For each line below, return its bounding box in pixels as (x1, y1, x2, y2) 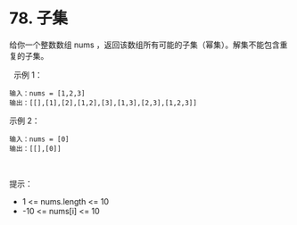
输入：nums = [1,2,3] (9, 88, 86, 98)
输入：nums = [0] (9, 135, 70, 144)
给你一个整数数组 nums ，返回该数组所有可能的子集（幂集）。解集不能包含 (9, 39, 281, 50)
